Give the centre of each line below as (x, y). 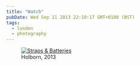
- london (22, 28)
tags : (13, 23)
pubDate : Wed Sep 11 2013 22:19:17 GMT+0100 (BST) (71, 17)
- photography (29, 34)
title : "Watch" (25, 12)
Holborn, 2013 (39, 57)
